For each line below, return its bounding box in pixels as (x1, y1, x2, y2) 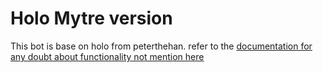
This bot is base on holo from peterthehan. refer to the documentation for (10, 40, 313, 52)
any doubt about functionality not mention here (10, 50, 205, 62)
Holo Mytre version (10, 7, 173, 30)
